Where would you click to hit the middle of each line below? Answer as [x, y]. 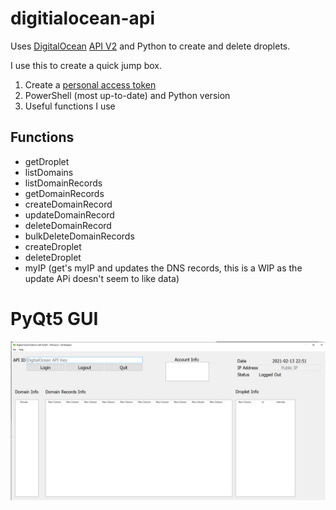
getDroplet [47, 161]
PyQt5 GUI [54, 318]
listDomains [49, 172]
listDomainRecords [63, 183]
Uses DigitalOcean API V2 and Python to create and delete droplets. [150, 46]
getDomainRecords [64, 193]
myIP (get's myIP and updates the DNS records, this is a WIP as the [163, 268]
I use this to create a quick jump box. [86, 65]
